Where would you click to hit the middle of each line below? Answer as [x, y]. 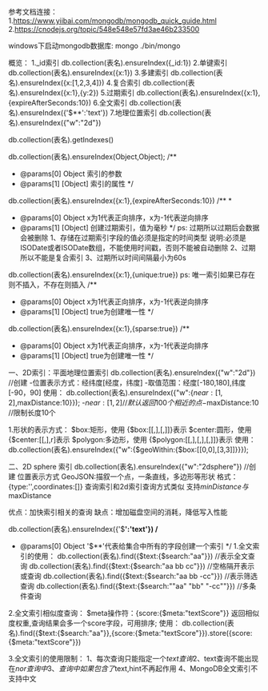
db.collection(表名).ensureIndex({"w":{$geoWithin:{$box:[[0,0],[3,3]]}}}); [129, 449]
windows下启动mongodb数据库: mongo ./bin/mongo [94, 46]
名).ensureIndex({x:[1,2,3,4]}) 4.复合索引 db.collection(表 [102, 83]
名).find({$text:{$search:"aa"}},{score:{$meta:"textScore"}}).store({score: [130, 633]
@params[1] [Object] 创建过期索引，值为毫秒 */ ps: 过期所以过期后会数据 [140, 228]
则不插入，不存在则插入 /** [53, 285]
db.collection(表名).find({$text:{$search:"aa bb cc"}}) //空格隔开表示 [142, 566]
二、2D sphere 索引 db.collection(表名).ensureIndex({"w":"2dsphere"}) [125, 467]
